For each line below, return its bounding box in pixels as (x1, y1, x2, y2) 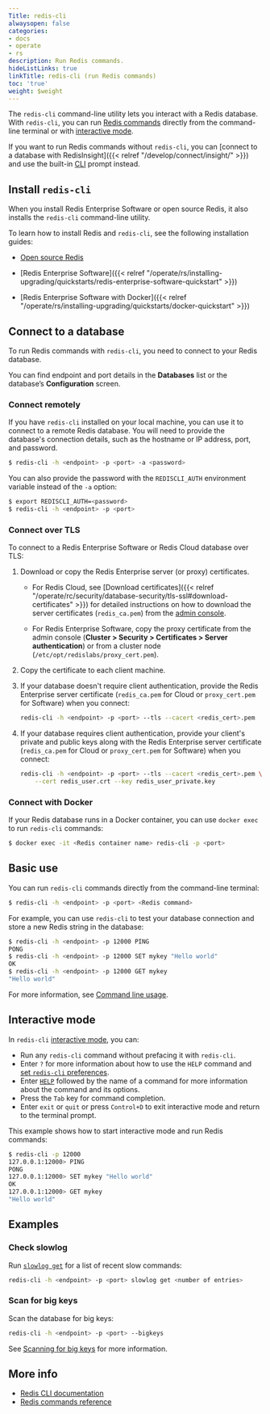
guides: (8, 237, 34, 247)
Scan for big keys (8, 1295, 78, 1306)
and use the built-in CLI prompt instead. (8, 159, 141, 169)
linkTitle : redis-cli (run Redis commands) (8, 72, 157, 80)
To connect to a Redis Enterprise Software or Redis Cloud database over (8, 542, 249, 552)
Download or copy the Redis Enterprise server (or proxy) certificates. (19, 567, 250, 576)
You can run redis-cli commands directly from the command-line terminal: (8, 883, 260, 893)
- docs (8, 34, 31, 43)
